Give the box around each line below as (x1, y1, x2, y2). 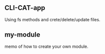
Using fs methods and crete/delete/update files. (4, 16, 101, 22)
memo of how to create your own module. (4, 43, 88, 49)
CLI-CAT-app (4, 4, 46, 12)
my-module (4, 31, 40, 39)
